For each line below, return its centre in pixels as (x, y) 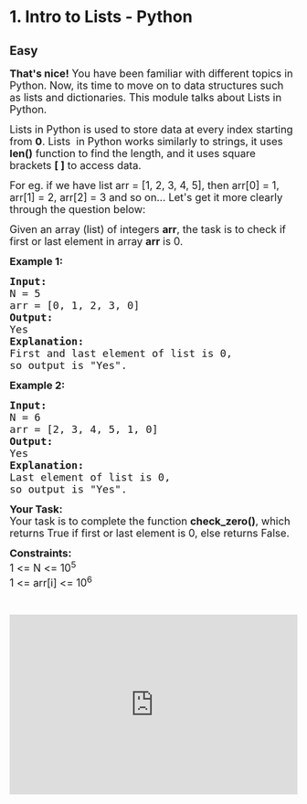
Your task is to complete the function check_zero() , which (150, 521)
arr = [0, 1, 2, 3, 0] (74, 305)
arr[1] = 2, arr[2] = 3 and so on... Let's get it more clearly (146, 197)
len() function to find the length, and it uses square (132, 153)
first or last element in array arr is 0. (96, 241)
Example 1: (37, 261)
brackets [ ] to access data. (75, 165)
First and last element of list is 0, (121, 354)
